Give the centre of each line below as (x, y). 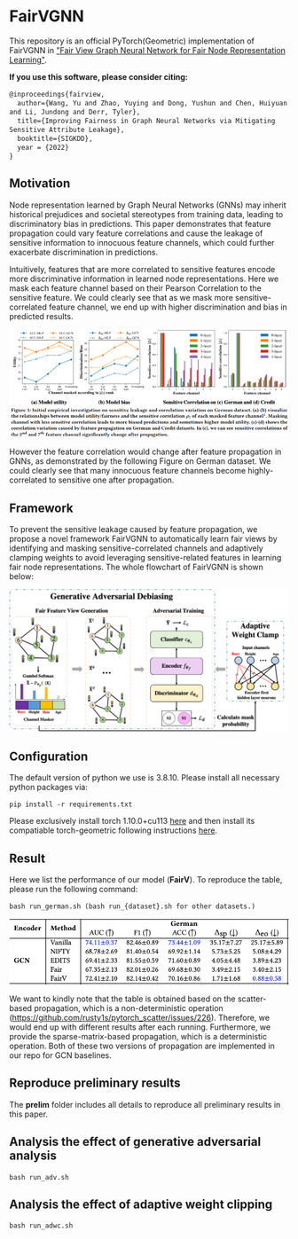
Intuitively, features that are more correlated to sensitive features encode (142, 269)
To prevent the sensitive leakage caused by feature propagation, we (133, 529)
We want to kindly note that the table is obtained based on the (123, 999)
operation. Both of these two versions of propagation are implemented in (142, 1046)
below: (21, 576)
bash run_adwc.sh (41, 1226)
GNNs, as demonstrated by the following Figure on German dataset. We (140, 461)
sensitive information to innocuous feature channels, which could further (142, 242)
